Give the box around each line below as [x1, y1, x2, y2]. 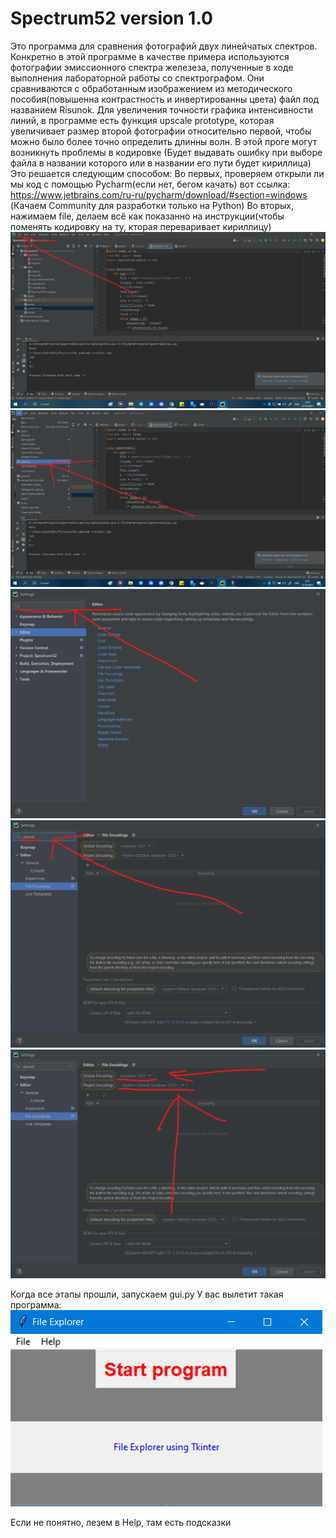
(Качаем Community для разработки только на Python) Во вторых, [10, 199, 295, 211]
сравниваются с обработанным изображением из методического [10, 82, 293, 94]
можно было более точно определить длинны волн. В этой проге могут [10, 135, 318, 147]
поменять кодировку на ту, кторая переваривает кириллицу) [10, 220, 272, 232]
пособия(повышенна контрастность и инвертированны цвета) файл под [10, 93, 320, 105]
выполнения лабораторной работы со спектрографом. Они [10, 72, 265, 84]
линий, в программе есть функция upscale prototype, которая [10, 114, 275, 126]
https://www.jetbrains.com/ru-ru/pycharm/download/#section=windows [10, 188, 308, 201]
